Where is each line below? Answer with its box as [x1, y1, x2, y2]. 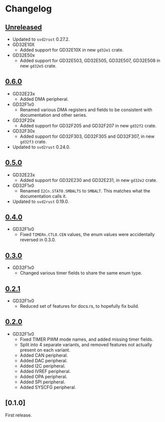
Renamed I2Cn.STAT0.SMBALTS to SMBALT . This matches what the [19, 187, 150, 193]
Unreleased [5, 23, 42, 32]
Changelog [5, 3, 52, 15]
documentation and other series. [19, 112, 87, 118]
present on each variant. [19, 347, 70, 353]
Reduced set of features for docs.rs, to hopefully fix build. [19, 303, 139, 309]
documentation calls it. [19, 193, 67, 199]
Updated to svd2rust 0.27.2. [12, 36, 70, 42]
